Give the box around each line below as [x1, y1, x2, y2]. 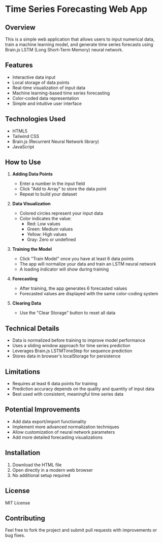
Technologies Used [5, 115, 65, 123]
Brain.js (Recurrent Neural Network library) [12, 138, 99, 144]
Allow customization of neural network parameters [12, 429, 115, 435]
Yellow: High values [27, 231, 67, 237]
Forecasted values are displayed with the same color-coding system [19, 291, 159, 297]
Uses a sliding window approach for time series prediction [12, 343, 130, 349]
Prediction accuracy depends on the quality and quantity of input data [12, 386, 155, 392]
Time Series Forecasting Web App [5, 3, 148, 15]
